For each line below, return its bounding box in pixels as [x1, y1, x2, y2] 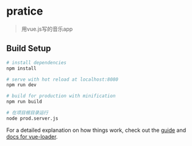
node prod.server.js [6, 115, 59, 122]
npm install [6, 65, 37, 71]
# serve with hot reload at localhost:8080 [6, 76, 119, 82]
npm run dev [6, 82, 37, 88]
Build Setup [6, 43, 51, 54]
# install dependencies [6, 59, 67, 65]
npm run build [6, 99, 43, 105]
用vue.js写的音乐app [21, 25, 73, 32]
